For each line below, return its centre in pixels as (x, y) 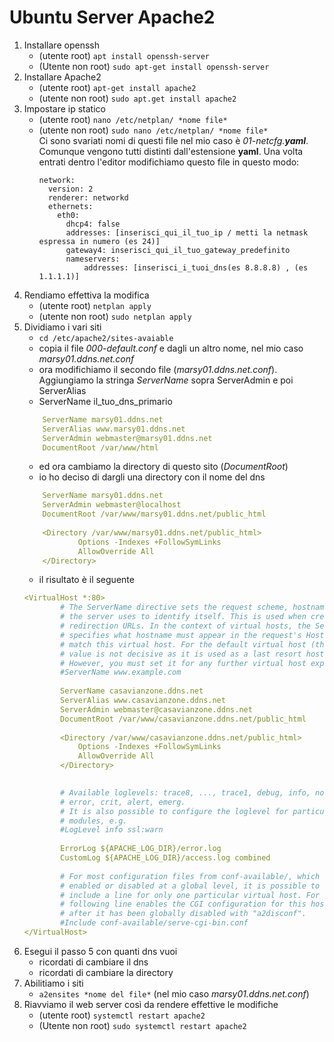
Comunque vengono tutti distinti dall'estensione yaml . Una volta (171, 151)
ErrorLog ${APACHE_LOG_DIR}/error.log (141, 849)
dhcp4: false (93, 224)
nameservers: (93, 259)
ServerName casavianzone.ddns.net (132, 691)
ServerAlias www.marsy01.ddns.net (114, 429)
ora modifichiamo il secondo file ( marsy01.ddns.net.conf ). (158, 369)
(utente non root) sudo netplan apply (115, 316)
